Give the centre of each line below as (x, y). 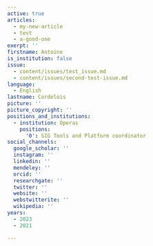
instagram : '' (33, 155)
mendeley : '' (32, 168)
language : (21, 84)
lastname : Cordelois (37, 97)
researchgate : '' (38, 180)
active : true (26, 13)
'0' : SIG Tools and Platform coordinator (86, 135)
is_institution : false (40, 59)
